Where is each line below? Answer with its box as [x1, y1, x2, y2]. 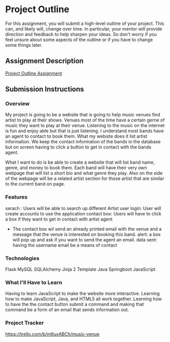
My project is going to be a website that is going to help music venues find [5, 112, 160, 118]
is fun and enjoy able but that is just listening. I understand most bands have [5, 128, 164, 134]
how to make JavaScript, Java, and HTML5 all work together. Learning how [5, 296, 162, 302]
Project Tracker [5, 319, 44, 326]
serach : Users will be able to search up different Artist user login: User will [5, 205, 161, 211]
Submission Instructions [5, 85, 84, 94]
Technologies [5, 255, 39, 262]
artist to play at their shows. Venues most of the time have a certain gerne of [5, 117, 165, 123]
